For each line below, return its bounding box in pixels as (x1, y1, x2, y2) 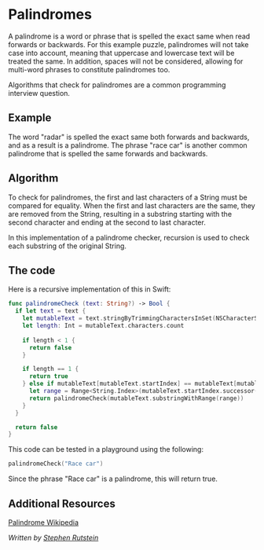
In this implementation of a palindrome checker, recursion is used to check (8, 233, 250, 242)
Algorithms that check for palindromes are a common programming (8, 80, 226, 90)
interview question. (8, 88, 71, 97)
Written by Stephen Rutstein (8, 533, 99, 542)
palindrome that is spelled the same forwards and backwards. (8, 148, 208, 158)
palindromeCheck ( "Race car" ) (8, 460, 104, 468)
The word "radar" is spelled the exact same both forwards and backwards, (8, 132, 250, 141)
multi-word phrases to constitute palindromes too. (8, 64, 170, 74)
